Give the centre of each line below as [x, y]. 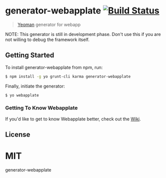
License [18, 135]
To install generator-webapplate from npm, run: [54, 67]
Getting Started [30, 55]
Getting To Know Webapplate [41, 108]
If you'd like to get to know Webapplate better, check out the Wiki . [73, 119]
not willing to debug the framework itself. [47, 39]
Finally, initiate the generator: [35, 86]
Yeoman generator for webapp [49, 24]
